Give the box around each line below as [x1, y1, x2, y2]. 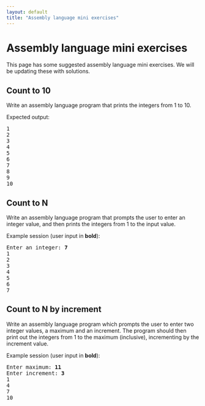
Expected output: [6, 114, 50, 121]
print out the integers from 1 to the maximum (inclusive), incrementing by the [6, 333, 199, 341]
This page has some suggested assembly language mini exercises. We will [6, 61, 195, 68]
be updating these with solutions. [6, 68, 91, 75]
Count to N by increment [6, 304, 102, 315]
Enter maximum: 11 [6, 363, 62, 371]
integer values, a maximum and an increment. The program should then [6, 327, 187, 334]
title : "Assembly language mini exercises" [6, 15, 119, 21]
